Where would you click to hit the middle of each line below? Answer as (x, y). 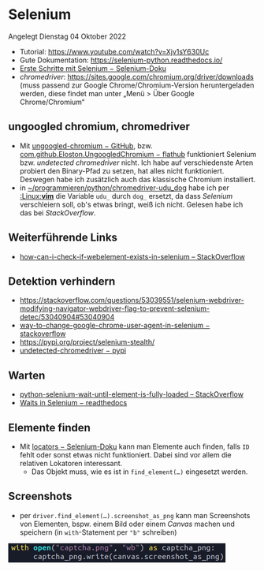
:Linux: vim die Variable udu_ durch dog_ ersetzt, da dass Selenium (126, 196)
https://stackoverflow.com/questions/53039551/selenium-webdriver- (132, 300)
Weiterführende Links (63, 238)
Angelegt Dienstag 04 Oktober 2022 (67, 36)
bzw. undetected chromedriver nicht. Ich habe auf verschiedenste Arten (136, 162)
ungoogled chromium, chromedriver (99, 127)
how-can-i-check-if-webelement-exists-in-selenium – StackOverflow (132, 256)
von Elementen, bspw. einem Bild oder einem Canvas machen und (127, 524)
